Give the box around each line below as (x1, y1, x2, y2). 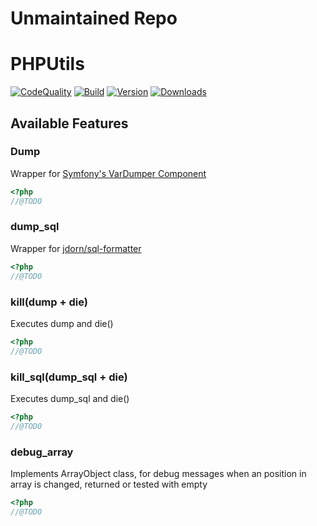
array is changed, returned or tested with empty (10, 478, 208, 490)
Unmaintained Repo (10, 7, 178, 30)
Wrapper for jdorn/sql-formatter (10, 242, 142, 254)
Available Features (10, 115, 129, 132)
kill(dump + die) (10, 295, 88, 309)
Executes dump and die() (10, 317, 114, 329)
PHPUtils (10, 53, 85, 76)
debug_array (10, 445, 74, 459)
